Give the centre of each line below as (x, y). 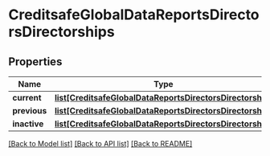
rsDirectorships (61, 32)
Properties (35, 62)
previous (30, 111)
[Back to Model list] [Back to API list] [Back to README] (100, 144)
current (27, 98)
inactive (28, 124)
